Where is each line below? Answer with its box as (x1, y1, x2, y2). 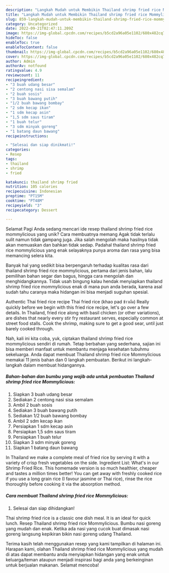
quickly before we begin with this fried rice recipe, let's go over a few (6, 304, 149, 310)
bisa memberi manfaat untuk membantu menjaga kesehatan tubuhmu (6, 346, 149, 352)
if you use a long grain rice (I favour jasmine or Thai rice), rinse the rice (6, 476, 152, 482)
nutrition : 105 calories (6, 184, 58, 189)
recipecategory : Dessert (6, 207, 58, 212)
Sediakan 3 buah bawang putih (13, 407, 77, 413)
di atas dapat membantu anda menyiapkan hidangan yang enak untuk (6, 551, 150, 557)
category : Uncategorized (6, 21, 58, 27)
